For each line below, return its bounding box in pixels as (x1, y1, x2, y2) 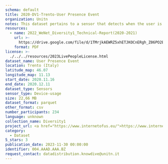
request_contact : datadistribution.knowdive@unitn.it (5, 151, 120, 156)
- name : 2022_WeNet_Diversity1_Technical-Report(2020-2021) (9, 30, 137, 35)
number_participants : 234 (5, 109, 59, 115)
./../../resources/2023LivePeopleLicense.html (9, 53, 108, 59)
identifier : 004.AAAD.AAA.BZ (5, 147, 66, 152)
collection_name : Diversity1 (5, 118, 66, 124)
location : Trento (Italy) (5, 63, 59, 68)
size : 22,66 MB (5, 95, 37, 100)
